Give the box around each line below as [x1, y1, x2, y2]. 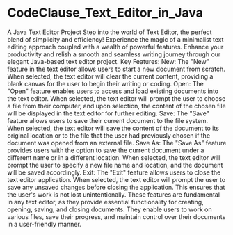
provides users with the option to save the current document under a [7, 146, 204, 154]
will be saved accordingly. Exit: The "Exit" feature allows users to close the [7, 168, 221, 177]
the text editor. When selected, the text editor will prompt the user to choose [7, 94, 226, 102]
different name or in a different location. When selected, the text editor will [7, 153, 220, 161]
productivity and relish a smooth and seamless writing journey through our [7, 50, 221, 58]
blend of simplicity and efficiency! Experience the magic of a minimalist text [7, 35, 224, 43]
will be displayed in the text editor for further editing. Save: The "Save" [7, 109, 210, 117]
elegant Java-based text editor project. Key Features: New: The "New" [7, 57, 210, 65]
